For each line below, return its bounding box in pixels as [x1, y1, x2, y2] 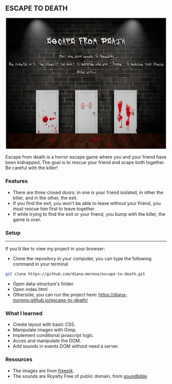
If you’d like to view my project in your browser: [5, 245, 105, 252]
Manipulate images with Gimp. [12, 327, 77, 333]
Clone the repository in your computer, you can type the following [12, 256, 152, 262]
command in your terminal [12, 261, 68, 267]
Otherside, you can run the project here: [12, 291, 98, 298]
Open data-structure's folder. [12, 281, 75, 287]
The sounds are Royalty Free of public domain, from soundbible [12, 373, 147, 379]
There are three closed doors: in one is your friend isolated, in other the [12, 189, 164, 195]
